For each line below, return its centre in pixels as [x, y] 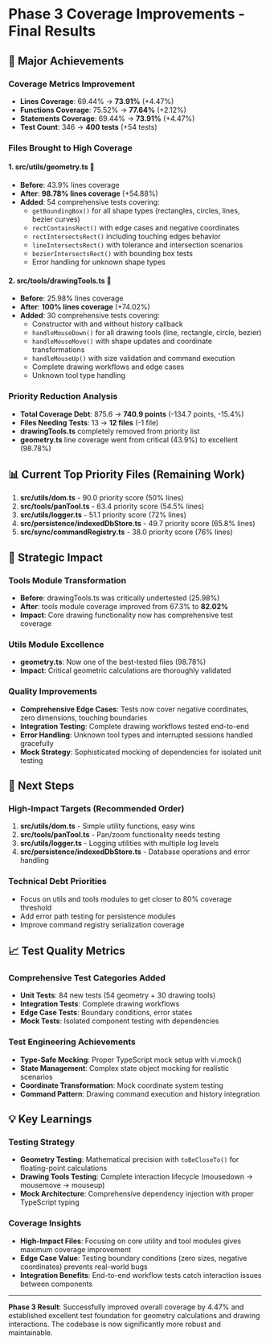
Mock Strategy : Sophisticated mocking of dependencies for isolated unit [141, 752]
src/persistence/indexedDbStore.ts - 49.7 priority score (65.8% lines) [137, 524]
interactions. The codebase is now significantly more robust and [115, 1324]
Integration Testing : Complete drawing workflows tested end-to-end [134, 726]
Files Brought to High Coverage [70, 147]
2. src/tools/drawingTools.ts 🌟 [60, 280]
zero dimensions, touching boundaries [84, 717]
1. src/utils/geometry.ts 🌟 [51, 167]
